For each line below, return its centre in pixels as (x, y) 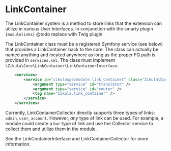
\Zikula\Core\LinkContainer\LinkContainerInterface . (62, 65)
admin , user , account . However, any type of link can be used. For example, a (84, 118)
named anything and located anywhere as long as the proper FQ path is (80, 55)
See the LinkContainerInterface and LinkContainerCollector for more (77, 139)
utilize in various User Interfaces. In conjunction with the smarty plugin (79, 28)
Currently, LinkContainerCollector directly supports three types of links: (80, 113)
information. (18, 144)
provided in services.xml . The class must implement (60, 60)
